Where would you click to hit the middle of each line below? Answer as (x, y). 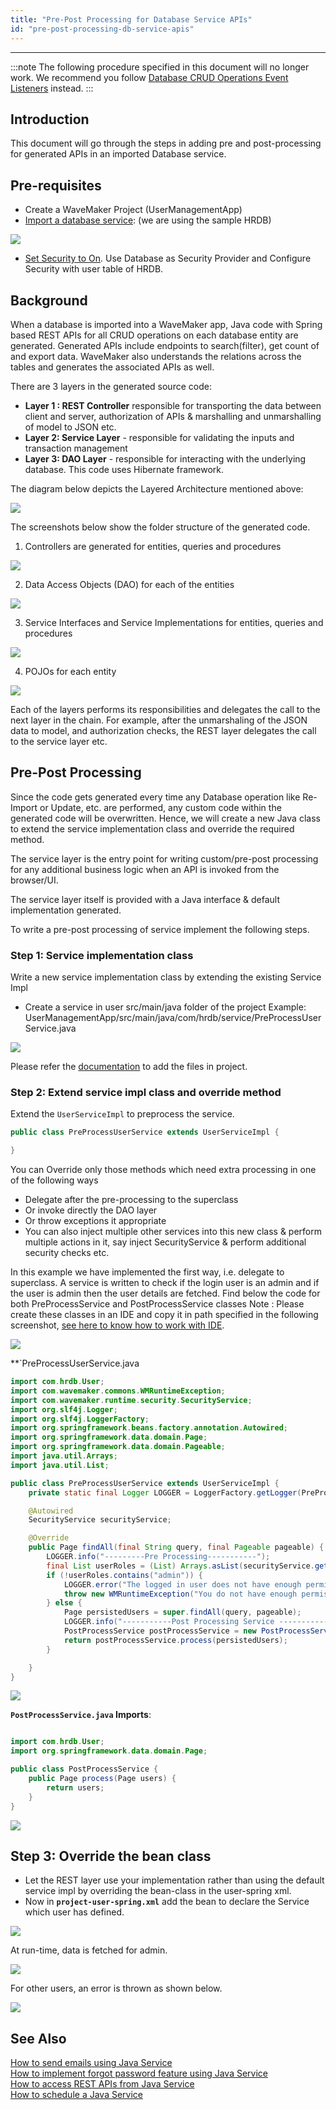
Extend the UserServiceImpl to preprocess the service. (122, 1114)
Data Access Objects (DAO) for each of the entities (129, 584)
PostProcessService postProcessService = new (160, 1631)
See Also (38, 2038)
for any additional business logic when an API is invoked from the (145, 869)
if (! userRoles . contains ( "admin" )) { (124, 1575)
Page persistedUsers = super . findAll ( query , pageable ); (182, 1612)
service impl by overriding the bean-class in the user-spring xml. (158, 1891)
